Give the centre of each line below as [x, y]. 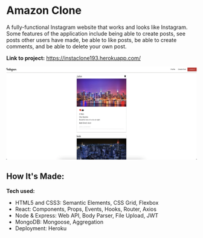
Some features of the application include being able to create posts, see [96, 33]
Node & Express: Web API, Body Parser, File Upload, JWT [87, 215]
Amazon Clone [44, 11]
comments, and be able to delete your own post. [66, 46]
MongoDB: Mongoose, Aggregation [59, 222]
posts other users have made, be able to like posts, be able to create [92, 40]
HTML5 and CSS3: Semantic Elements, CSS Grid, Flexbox [87, 202]
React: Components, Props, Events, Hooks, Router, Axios [86, 209]
